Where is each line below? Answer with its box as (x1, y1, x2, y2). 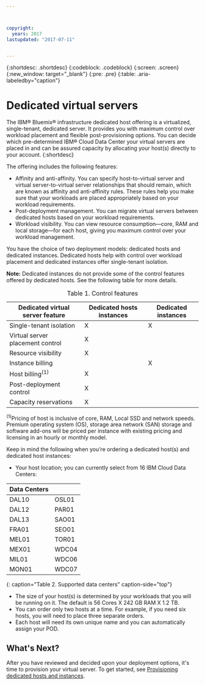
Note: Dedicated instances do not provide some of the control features (6, 270, 185, 277)
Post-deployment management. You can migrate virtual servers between (15, 208, 198, 215)
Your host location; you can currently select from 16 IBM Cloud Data (15, 464, 186, 471)
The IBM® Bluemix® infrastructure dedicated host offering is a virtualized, (6, 119, 192, 126)
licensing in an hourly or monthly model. (6, 434, 107, 441)
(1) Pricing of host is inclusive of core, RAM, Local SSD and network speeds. (6, 413, 195, 422)
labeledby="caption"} (6, 77, 60, 84)
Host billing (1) (9, 369, 49, 378)
